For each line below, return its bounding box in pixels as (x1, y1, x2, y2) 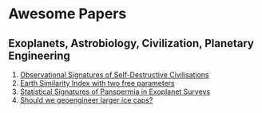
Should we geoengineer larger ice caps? (19, 95, 153, 104)
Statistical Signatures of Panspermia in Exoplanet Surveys (19, 87, 211, 96)
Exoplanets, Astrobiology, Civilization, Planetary (8, 37, 254, 50)
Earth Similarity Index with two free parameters (19, 79, 175, 88)
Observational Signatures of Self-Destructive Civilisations (19, 70, 209, 80)
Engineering (8, 49, 70, 62)
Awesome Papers (8, 5, 127, 23)
